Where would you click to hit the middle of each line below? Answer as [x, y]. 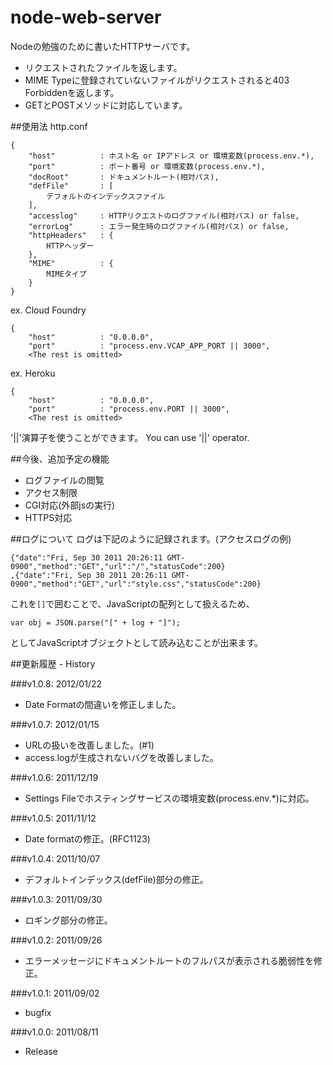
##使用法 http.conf [49, 126]
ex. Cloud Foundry [48, 310]
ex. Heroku [33, 373]
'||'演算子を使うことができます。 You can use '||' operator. [130, 437]
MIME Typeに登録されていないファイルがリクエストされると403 [157, 80]
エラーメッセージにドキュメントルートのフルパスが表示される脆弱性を [169, 960]
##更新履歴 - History [53, 663]
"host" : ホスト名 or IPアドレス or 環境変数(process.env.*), [171, 156]
